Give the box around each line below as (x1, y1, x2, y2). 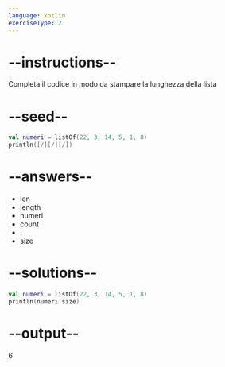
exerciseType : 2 (8, 19, 62, 27)
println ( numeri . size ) (8, 297, 80, 306)
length (19, 203, 41, 212)
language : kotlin (8, 11, 66, 20)
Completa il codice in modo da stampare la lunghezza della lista (8, 79, 217, 89)
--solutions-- (8, 264, 98, 282)
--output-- (8, 324, 80, 342)
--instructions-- (8, 53, 117, 71)
